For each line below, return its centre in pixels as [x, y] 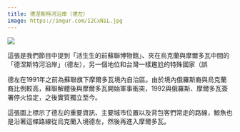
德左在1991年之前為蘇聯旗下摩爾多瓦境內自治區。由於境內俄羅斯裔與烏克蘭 [117, 79]
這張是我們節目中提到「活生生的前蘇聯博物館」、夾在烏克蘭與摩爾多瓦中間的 [119, 55]
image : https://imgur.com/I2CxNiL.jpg [65, 21]
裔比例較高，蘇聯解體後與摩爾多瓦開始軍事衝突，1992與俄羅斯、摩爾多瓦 [115, 88]
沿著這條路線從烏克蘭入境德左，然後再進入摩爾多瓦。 [91, 121]
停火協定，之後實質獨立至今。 [57, 97]
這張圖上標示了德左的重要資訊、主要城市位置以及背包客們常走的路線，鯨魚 [117, 112]
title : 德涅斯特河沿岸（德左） [48, 14]
